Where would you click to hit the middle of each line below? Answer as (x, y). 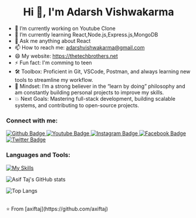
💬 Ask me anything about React (53, 41)
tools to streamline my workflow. (54, 80)
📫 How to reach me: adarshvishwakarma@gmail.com (80, 47)
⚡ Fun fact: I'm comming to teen (53, 62)
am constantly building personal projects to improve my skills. (89, 92)
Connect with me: (32, 120)
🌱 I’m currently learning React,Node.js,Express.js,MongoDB (86, 34)
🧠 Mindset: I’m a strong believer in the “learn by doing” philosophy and (100, 86)
